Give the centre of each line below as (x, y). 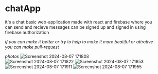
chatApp (23, 9)
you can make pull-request (32, 47)
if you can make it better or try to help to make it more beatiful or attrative (79, 41)
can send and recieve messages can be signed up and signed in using (75, 27)
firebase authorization (27, 32)
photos (12, 56)
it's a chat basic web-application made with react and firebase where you (79, 22)
